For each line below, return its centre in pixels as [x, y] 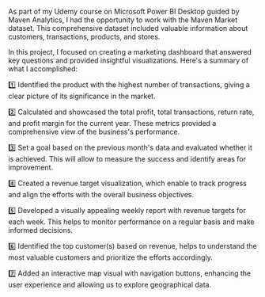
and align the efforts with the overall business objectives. [101, 194]
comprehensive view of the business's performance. [94, 131]
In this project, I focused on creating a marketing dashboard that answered [130, 52]
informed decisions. [41, 230]
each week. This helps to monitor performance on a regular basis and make [131, 222]
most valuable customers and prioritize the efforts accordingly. [111, 257]
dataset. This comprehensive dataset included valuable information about [128, 28]
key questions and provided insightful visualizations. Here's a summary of [129, 60]
